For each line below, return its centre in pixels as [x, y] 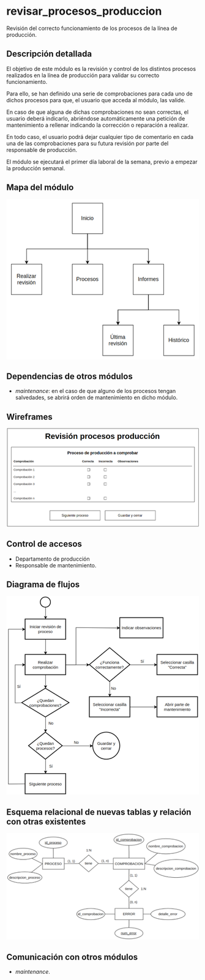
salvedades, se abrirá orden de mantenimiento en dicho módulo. [96, 398]
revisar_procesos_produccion [84, 11]
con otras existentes [46, 821]
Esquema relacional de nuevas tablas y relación [99, 812]
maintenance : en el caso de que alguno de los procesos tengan [95, 391]
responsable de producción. [42, 150]
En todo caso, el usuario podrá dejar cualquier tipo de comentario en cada [100, 137]
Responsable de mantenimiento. [56, 565]
